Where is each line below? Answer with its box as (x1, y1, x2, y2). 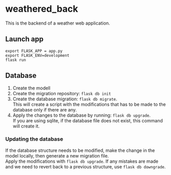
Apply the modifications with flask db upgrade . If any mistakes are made (5, 158, 159, 164)
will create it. (12, 123, 40, 129)
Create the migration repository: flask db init (12, 90, 111, 96)
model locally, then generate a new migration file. (5, 152, 109, 159)
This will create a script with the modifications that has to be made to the (12, 101, 166, 107)
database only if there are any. (12, 106, 77, 113)
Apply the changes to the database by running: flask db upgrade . (12, 112, 151, 118)
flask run (5, 57, 27, 62)
